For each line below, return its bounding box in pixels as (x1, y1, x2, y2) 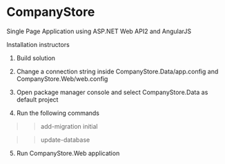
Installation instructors (6, 40, 70, 48)
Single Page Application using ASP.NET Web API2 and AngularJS (6, 27, 192, 35)
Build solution (16, 53, 56, 62)
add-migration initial (40, 122, 98, 130)
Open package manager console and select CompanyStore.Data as (16, 88, 208, 96)
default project (16, 95, 59, 104)
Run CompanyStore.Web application (16, 149, 120, 157)
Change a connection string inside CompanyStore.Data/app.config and (16, 67, 219, 75)
